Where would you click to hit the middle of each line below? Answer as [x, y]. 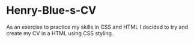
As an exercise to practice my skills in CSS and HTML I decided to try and [97, 27]
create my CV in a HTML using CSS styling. [60, 33]
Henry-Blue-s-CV [51, 10]
